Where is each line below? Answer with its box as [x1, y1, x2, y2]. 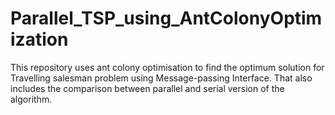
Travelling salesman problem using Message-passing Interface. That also [10, 72, 313, 84]
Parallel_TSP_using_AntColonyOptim [10, 7, 323, 30]
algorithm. [10, 93, 53, 105]
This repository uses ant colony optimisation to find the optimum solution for [10, 61, 325, 73]
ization [10, 28, 69, 51]
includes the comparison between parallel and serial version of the [10, 82, 285, 94]
